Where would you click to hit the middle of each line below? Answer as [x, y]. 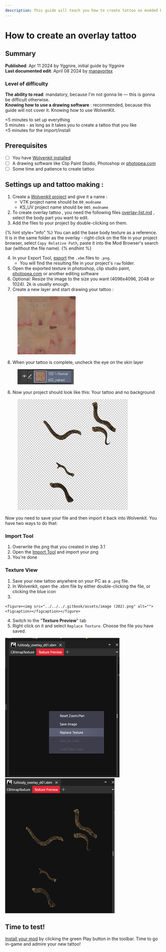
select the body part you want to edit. [50, 217]
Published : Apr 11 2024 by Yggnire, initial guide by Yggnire [65, 65]
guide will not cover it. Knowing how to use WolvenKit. [61, 110]
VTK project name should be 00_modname [60, 202]
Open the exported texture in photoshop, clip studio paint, [71, 268]
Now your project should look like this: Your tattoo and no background [83, 392]
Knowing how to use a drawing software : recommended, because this [78, 105]
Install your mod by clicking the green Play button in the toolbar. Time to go [82, 939]
